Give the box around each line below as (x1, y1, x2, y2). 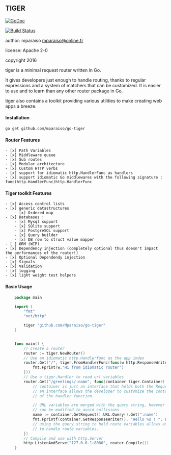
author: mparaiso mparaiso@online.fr (5, 37, 83, 43)
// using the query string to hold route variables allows (32, 421, 160, 426)
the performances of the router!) (5, 250, 79, 256)
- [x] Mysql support (14, 219, 58, 224)
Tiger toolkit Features (5, 190, 52, 196)
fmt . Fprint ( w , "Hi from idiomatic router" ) (32, 365, 124, 370)
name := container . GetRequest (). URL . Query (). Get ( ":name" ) (32, 412, 158, 417)
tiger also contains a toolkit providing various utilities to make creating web (5, 97, 162, 104)
